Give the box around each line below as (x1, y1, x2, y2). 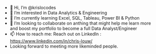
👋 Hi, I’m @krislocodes (9, 5, 56, 10)
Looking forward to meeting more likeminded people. (9, 43, 118, 49)
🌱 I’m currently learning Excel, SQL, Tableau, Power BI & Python (9, 15, 140, 21)
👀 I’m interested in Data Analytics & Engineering (9, 10, 107, 16)
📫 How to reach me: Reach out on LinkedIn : (9, 31, 102, 37)
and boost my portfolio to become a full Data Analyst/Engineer (9, 26, 137, 31)
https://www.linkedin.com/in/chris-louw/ (9, 38, 93, 44)
